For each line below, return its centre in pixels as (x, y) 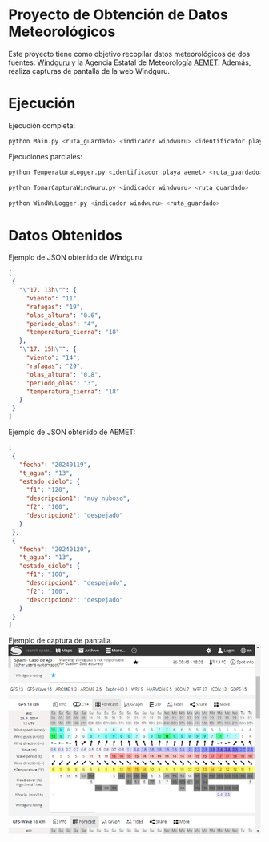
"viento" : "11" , (53, 298)
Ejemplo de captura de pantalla (60, 641)
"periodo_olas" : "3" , (62, 383)
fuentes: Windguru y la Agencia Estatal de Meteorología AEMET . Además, (130, 62)
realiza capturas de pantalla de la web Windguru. (89, 71)
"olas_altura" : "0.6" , (64, 315)
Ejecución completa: (42, 125)
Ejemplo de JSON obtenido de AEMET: (72, 432)
